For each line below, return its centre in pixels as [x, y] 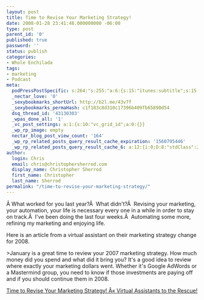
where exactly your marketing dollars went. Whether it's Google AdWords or [102, 266]
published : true [27, 40]
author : [16, 153]
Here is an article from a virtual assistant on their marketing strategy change [101, 235]
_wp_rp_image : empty [38, 130]
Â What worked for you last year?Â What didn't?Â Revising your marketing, [101, 204]
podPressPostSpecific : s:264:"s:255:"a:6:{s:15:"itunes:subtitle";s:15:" [107, 91]
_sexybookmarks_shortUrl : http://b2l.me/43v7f [72, 102]
